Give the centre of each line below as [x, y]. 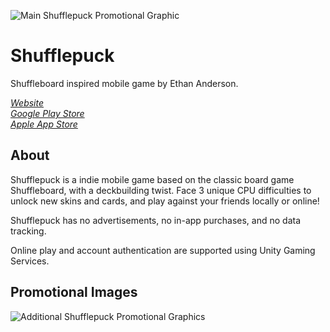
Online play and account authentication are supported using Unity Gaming [163, 250]
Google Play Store [47, 113]
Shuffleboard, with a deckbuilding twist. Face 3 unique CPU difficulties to [161, 190]
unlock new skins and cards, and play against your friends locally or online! [165, 201]
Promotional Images [74, 292]
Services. [30, 261]
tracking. [28, 231]
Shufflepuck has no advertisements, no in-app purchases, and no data [155, 220]
